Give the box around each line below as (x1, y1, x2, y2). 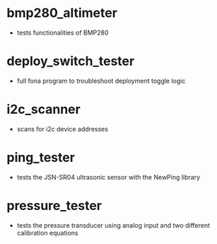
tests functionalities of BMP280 (16, 28, 109, 37)
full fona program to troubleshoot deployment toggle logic (16, 76, 186, 85)
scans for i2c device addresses (16, 124, 109, 133)
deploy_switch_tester (6, 53, 135, 69)
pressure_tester (6, 197, 102, 214)
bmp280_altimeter (6, 5, 118, 21)
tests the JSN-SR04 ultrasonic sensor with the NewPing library (16, 173, 201, 181)
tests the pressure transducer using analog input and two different (16, 221, 210, 229)
